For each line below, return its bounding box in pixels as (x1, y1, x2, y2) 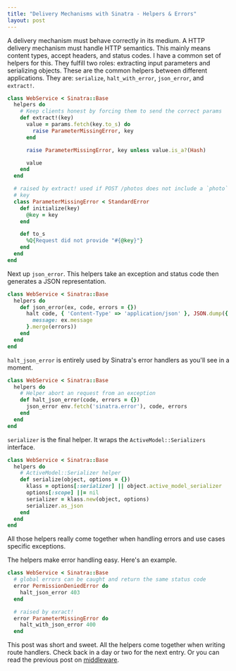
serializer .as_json (25, 502, 83, 509)
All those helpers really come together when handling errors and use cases (7, 534, 225, 543)
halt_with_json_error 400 (20, 621, 97, 629)
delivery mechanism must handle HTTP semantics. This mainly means (7, 44, 211, 52)
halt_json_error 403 (20, 589, 80, 596)
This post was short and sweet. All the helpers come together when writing (7, 641, 225, 649)
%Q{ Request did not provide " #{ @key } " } (25, 237, 143, 244)
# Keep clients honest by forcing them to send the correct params (20, 108, 222, 115)
